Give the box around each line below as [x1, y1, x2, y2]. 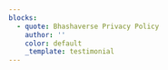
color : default [25, 38, 83, 48]
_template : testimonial [25, 47, 115, 56]
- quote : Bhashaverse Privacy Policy [16, 22, 160, 31]
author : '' [25, 30, 66, 39]
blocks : [8, 13, 38, 23]
